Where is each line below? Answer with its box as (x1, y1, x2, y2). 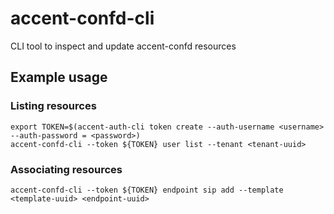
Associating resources (10, 162, 123, 176)
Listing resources (10, 99, 97, 113)
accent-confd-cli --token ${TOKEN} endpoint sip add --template (10, 185, 284, 195)
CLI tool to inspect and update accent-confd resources (10, 40, 237, 52)
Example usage (10, 69, 108, 86)
